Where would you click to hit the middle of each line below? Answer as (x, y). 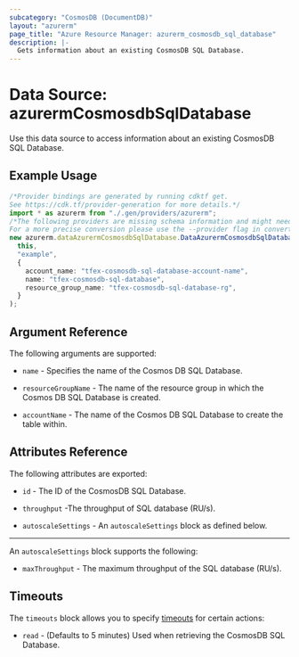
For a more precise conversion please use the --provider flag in (135, 230)
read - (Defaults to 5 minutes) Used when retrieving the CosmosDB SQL (154, 635)
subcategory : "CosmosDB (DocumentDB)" (81, 17)
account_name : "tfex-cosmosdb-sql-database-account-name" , (137, 271)
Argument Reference (69, 332)
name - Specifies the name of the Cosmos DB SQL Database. (132, 370)
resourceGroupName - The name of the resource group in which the (143, 388)
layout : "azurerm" (43, 26)
